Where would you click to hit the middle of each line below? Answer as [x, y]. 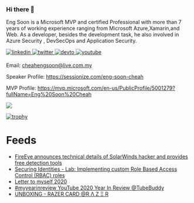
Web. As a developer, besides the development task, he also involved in [93, 35]
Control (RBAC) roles [40, 175]
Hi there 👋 [21, 9]
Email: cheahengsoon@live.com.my [49, 65]
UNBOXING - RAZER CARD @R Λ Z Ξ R [62, 194]
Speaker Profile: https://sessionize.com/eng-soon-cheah [75, 77]
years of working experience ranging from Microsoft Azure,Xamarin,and [93, 28]
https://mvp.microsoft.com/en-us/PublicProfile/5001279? [106, 88]
